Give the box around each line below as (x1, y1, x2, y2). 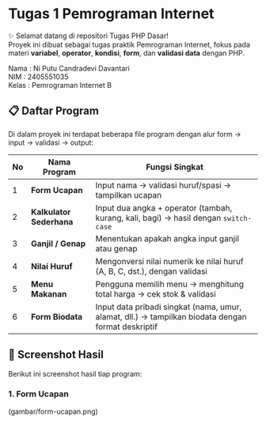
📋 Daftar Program (8, 104, 99, 118)
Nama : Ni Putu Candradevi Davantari (8, 63, 131, 73)
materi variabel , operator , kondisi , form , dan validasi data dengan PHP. (8, 48, 245, 58)
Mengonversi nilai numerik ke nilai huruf (95, 256, 244, 267)
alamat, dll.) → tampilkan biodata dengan (95, 311, 247, 322)
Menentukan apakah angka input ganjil (95, 233, 240, 244)
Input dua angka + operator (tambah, (95, 203, 233, 214)
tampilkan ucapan (95, 189, 162, 200)
